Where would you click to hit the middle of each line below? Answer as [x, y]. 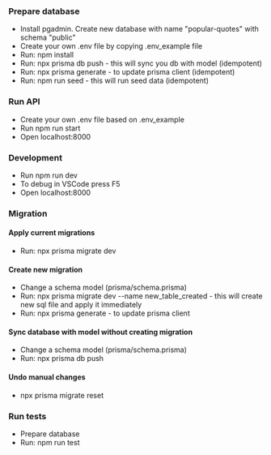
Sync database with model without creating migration [100, 332]
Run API [24, 101]
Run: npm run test [50, 442]
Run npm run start [50, 128]
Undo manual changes [47, 377]
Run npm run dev [49, 175]
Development [36, 157]
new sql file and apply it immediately [81, 305]
